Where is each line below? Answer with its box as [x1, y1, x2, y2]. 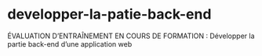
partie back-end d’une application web [7, 39, 133, 48]
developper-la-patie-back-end [7, 5, 212, 23]
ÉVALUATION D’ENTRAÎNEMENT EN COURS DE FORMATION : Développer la [7, 31, 256, 40]
